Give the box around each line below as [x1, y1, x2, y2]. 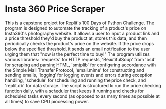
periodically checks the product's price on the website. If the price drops [5, 40, 154, 46]
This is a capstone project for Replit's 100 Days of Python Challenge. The [5, 20, 155, 26]
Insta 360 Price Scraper [5, 3, 105, 15]
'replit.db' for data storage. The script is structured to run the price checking [5, 82, 161, 88]
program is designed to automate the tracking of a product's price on [5, 25, 147, 31]
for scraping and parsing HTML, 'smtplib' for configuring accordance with [5, 62, 156, 68]
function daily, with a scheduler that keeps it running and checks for [5, 88, 144, 94]
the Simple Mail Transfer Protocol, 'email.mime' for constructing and [5, 67, 145, 73]
